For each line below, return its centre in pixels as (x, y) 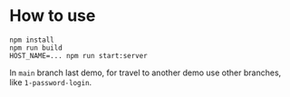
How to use (53, 16)
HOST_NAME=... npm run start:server (78, 55)
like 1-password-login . (51, 82)
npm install (32, 40)
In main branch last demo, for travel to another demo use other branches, (145, 73)
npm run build (36, 48)
